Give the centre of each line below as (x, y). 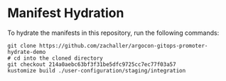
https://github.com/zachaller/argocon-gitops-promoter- (123, 45)
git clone (22, 45)
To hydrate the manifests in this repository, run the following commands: (113, 33)
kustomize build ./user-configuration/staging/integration (97, 70)
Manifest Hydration (66, 13)
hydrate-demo (27, 52)
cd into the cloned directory (58, 58)
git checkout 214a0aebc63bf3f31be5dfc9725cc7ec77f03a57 (92, 64)
